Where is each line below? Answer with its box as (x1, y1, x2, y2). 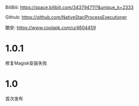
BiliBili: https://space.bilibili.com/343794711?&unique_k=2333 (5, 5, 134, 10)
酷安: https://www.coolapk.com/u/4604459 (5, 25, 96, 30)
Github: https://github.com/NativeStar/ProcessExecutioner (5, 14, 127, 20)
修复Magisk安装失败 (5, 60, 47, 66)
